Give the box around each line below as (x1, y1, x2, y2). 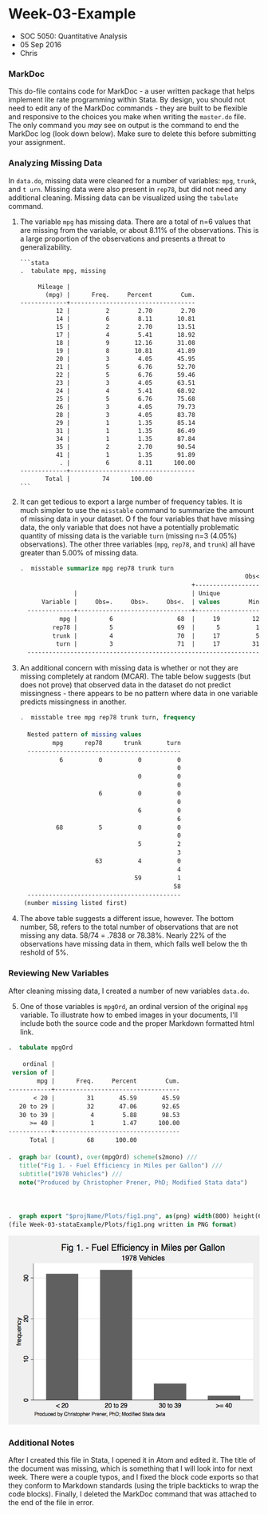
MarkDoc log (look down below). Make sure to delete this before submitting (8, 129, 257, 138)
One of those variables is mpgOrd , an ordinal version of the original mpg (19, 1001, 249, 1011)
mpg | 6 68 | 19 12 (59, 615, 260, 623)
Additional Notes (8, 1437, 75, 1448)
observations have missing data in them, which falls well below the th (19, 939, 248, 949)
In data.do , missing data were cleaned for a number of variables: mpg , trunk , (8, 175, 258, 185)
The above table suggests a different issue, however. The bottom (19, 914, 234, 923)
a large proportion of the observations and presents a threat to (19, 234, 226, 243)
